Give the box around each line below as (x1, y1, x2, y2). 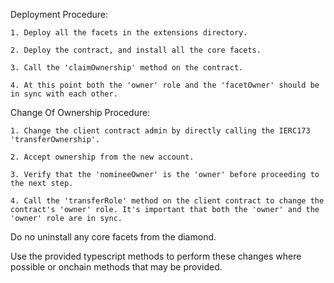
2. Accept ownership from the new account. (10, 152, 195, 162)
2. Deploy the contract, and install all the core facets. (10, 45, 262, 55)
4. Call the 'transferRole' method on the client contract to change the (10, 196, 325, 206)
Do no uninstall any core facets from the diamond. (10, 231, 217, 243)
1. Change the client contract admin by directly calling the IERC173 (10, 126, 311, 136)
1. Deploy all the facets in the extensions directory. (10, 28, 248, 38)
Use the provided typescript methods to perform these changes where (10, 250, 302, 262)
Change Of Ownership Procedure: (10, 107, 151, 118)
